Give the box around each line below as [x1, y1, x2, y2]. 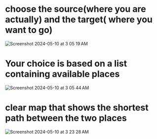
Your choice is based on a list [5, 58, 127, 69]
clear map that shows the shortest [5, 102, 149, 113]
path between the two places [5, 112, 127, 124]
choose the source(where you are [5, 3, 147, 15]
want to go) [5, 25, 53, 35]
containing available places [5, 69, 120, 80]
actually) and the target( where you [5, 14, 153, 25]
